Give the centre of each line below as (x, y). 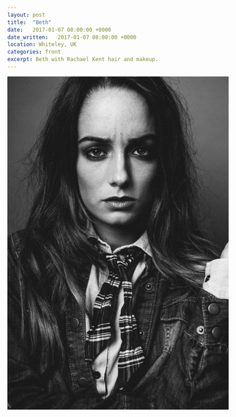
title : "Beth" (29, 22)
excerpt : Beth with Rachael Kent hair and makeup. (83, 60)
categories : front (34, 52)
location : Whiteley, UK (42, 45)
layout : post (26, 15)
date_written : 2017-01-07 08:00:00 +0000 (72, 37)
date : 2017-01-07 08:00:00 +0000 (59, 30)
